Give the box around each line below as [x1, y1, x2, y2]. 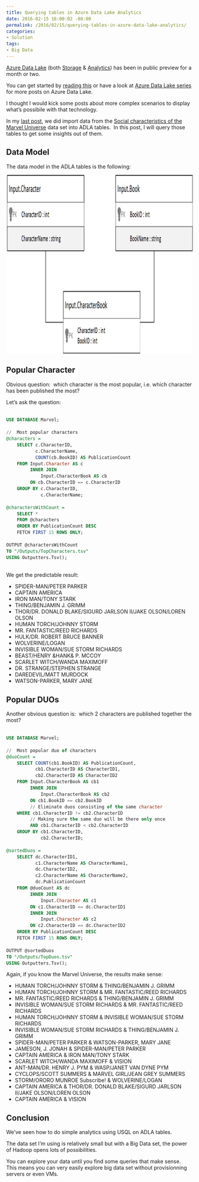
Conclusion [6, 1113, 50, 1123]
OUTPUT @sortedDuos [6, 947, 54, 954]
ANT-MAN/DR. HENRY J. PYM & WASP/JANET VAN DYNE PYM [14, 1064, 169, 1071]
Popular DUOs [6, 694, 59, 705]
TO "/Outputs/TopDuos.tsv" [6, 954, 73, 960]
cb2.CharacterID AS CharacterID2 [35, 772, 118, 779]
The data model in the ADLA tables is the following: [6, 163, 131, 170]
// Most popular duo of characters [6, 747, 97, 753]
